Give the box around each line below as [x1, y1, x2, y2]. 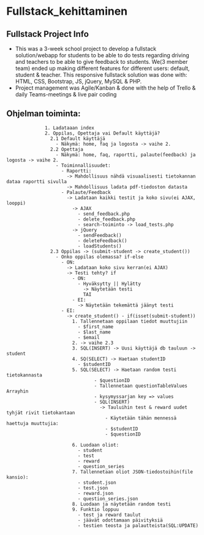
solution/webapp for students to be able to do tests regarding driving [15, 52, 190, 59]
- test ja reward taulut [77, 512, 141, 518]
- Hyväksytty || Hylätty [77, 281, 141, 287]
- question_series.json [77, 496, 138, 502]
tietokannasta [6, 372, 43, 378]
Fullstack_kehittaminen [6, 4, 128, 18]
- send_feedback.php [77, 211, 130, 217]
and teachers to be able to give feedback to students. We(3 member [15, 58, 188, 65]
